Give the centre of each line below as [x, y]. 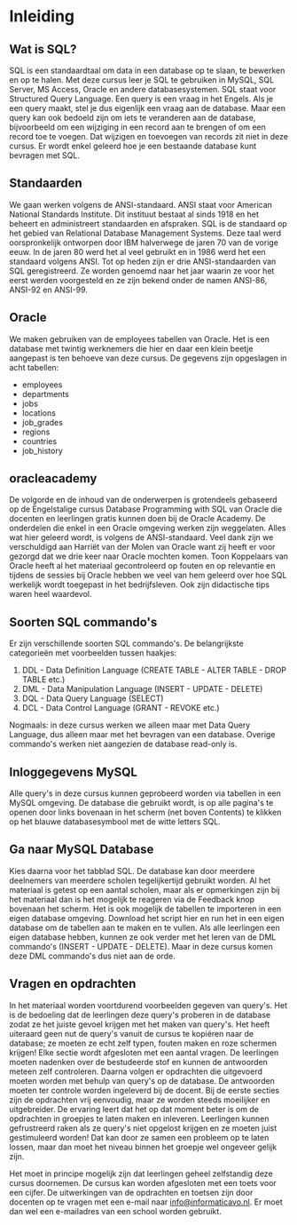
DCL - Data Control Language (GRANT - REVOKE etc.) [121, 708]
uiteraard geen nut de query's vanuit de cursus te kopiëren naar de [132, 1033]
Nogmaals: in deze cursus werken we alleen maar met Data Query [130, 725]
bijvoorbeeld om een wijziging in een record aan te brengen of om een [137, 127]
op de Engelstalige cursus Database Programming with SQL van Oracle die [146, 509]
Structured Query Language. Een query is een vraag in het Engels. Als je [141, 99]
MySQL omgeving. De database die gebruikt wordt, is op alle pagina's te [141, 803]
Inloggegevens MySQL [73, 772]
